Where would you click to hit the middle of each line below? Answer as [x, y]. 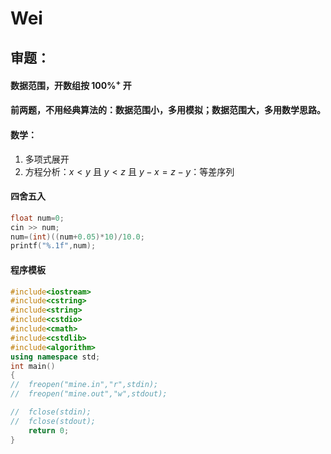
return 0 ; [49, 430]
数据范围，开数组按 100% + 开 [71, 84]
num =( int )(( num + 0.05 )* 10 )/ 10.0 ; [77, 237]
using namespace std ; [55, 357]
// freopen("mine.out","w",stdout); [89, 394]
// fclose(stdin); [51, 412]
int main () [33, 366]
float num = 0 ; [37, 218]
